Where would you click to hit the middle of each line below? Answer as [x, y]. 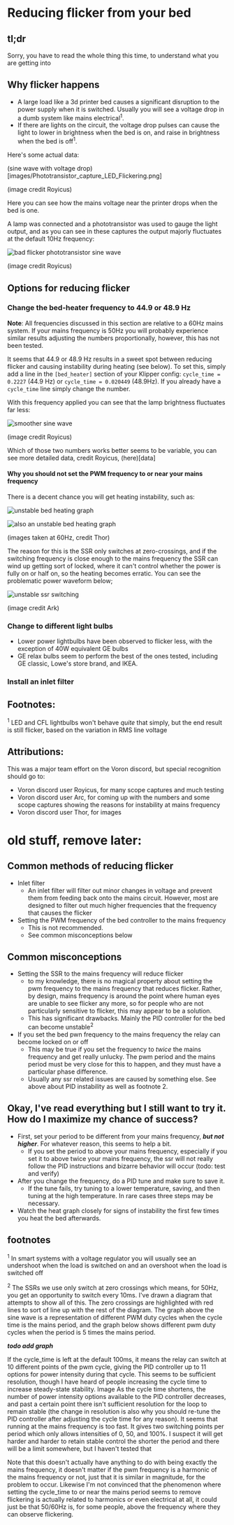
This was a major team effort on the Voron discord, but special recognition [114, 768]
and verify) [43, 1173]
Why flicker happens [53, 85]
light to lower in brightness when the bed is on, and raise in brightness [118, 133]
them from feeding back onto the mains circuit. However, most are [123, 898]
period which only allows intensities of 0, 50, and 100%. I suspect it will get [115, 1433]
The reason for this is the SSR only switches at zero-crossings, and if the [112, 551]
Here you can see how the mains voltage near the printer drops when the [112, 203]
